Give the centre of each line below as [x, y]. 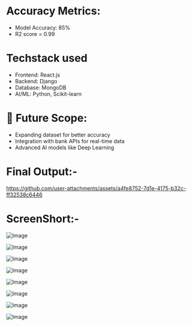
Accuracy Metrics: [53, 11]
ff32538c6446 [25, 194]
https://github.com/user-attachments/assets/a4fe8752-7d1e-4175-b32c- [96, 188]
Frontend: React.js [37, 75]
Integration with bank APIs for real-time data [70, 141]
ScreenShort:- [43, 218]
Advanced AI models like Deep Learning [64, 147]
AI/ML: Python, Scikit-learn [48, 93]
